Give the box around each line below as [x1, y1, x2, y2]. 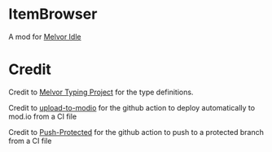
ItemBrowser [8, 5, 98, 24]
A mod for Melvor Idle [8, 32, 81, 41]
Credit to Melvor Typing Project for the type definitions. [8, 87, 194, 97]
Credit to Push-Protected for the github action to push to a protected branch [8, 127, 265, 137]
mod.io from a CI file [8, 111, 77, 121]
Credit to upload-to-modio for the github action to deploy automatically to [8, 102, 255, 112]
